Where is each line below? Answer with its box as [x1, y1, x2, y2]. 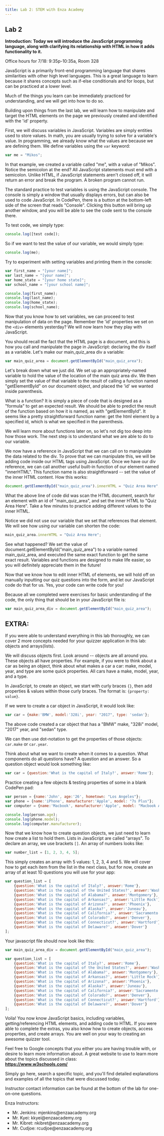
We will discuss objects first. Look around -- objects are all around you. [5, 653, 149, 659]
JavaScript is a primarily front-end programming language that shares [5, 68, 145, 74]
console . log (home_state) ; [5, 300, 58, 305]
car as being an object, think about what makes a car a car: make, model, [5, 663, 152, 669]
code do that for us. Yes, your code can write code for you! [5, 582, 124, 588]
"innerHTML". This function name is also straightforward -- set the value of [5, 469, 156, 475]
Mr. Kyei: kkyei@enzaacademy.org [12, 1115, 82, 1121]
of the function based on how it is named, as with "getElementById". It [5, 408, 146, 414]
